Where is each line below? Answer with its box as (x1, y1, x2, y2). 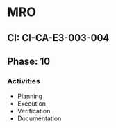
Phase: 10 (7, 55, 51, 67)
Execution (17, 99, 47, 108)
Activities (7, 76, 40, 86)
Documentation (17, 114, 62, 122)
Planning (17, 92, 43, 101)
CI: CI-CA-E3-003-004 (7, 32, 110, 44)
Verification (17, 107, 51, 115)
